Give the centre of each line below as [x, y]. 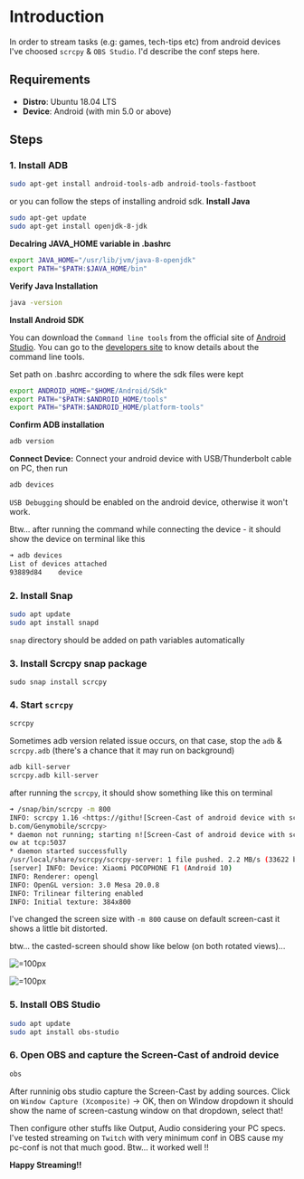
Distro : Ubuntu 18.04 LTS [70, 101]
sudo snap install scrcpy [58, 682]
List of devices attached [58, 564]
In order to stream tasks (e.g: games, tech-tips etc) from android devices [145, 42]
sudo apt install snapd [54, 623]
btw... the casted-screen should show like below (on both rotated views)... [147, 946]
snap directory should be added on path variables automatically [127, 640]
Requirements [50, 80]
